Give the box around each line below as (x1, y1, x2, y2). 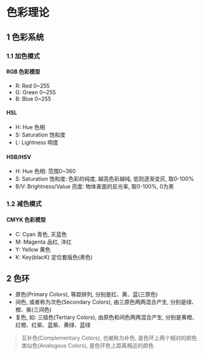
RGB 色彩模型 (6, 68, 41, 75)
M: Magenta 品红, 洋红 (15, 238, 72, 245)
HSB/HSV (6, 153, 32, 160)
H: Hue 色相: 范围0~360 (15, 168, 76, 175)
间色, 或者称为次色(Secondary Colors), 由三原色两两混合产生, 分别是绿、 (15, 298, 197, 306)
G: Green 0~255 (15, 88, 56, 95)
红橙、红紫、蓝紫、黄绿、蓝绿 (15, 321, 90, 329)
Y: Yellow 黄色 (15, 246, 51, 253)
